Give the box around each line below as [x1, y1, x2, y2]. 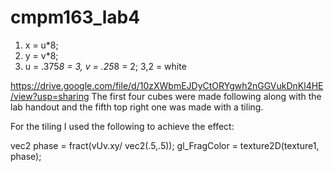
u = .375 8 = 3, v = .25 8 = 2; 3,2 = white [24, 60, 187, 72]
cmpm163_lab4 [10, 6, 141, 29]
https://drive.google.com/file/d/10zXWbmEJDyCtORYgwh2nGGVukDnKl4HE [10, 79, 324, 91]
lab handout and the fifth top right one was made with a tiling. [10, 101, 264, 113]
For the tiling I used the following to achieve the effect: [10, 120, 235, 132]
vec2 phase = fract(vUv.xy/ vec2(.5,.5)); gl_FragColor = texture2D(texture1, [10, 139, 320, 151]
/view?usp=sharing [10, 90, 90, 102]
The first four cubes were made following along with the [91, 90, 322, 102]
